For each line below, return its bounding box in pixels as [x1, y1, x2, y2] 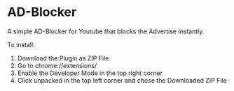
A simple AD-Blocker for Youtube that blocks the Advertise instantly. [7, 27, 205, 35]
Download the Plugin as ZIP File [17, 53, 109, 63]
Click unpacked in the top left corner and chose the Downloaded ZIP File [17, 76, 228, 84]
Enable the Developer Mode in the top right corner [17, 69, 163, 77]
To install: [7, 40, 35, 49]
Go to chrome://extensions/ [17, 61, 97, 69]
